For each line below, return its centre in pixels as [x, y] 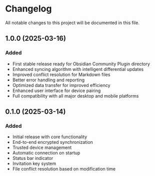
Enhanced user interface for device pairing [56, 91]
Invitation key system [34, 163]
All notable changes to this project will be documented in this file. [72, 23]
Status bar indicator [33, 158]
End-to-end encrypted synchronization [53, 142]
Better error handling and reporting [48, 80]
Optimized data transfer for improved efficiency [61, 85]
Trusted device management [42, 148]
